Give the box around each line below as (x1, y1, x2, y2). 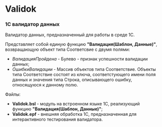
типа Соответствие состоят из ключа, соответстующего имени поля (12, 72, 156, 78)
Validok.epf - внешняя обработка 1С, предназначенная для (12, 111, 137, 117)
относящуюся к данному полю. (12, 82, 78, 88)
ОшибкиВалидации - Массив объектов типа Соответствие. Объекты (12, 66, 156, 72)
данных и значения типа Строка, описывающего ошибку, (12, 77, 132, 83)
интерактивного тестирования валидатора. (12, 116, 103, 123)
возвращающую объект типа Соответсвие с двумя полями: (5, 46, 130, 52)
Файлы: (5, 91, 21, 97)
